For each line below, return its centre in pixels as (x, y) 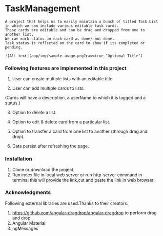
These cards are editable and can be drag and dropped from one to (75, 30)
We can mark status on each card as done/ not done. (60, 39)
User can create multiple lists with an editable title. (63, 79)
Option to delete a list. (34, 113)
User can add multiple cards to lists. (48, 88)
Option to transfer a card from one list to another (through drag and (80, 131)
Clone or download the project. (43, 169)
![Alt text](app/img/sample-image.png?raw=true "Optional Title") (74, 56)
